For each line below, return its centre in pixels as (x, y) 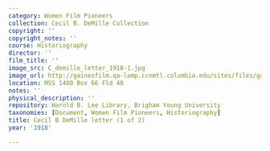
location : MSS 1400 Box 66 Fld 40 (66, 83)
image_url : (27, 75)
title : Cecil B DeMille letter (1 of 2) (77, 120)
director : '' (30, 53)
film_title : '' (34, 61)
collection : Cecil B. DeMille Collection (79, 23)
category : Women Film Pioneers (61, 16)
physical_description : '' (51, 98)
